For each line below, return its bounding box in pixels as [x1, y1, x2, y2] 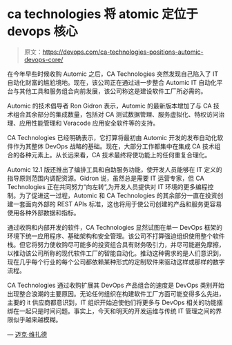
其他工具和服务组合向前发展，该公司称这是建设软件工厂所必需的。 [19, 87, 207, 95]
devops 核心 [7, 23, 78, 39]
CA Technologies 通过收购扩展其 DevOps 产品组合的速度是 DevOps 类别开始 [7, 281, 224, 289]
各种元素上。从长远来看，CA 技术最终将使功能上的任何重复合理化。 [19, 150, 211, 159]
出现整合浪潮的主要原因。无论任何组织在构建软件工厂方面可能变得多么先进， [7, 289, 225, 297]
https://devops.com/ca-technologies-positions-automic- [42, 48, 204, 56]
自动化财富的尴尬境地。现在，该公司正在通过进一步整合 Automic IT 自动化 [7, 78, 217, 86]
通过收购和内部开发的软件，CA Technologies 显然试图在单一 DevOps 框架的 [7, 223, 223, 231]
